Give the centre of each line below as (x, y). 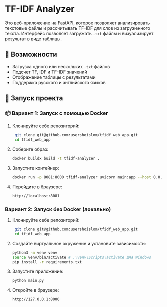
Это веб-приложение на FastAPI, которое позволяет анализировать (78, 23)
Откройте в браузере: (36, 290)
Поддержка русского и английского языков (59, 82)
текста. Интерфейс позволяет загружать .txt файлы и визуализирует (79, 33)
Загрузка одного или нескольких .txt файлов (61, 66)
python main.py (28, 281)
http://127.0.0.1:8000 (36, 299)
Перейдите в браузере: (37, 187)
